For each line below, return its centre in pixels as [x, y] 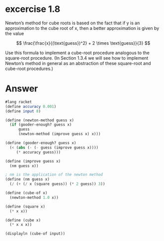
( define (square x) [25, 206]
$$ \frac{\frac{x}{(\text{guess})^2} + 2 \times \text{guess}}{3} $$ [83, 43]
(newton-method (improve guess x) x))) [59, 134]
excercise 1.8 [33, 9]
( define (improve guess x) [33, 161]
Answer [22, 89]
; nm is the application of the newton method [54, 175]
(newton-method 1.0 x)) [34, 197]
